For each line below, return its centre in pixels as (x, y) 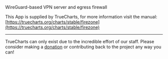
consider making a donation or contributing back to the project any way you (83, 47)
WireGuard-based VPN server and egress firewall (56, 7)
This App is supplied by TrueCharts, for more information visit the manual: (81, 17)
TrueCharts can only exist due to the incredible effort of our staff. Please (80, 41)
